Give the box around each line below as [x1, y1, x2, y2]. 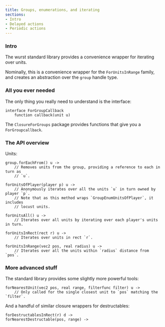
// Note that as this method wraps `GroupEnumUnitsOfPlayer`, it [14, 195, 154, 201]
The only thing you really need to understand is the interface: [5, 98, 132, 104]
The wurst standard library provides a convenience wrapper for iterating [5, 54, 154, 60]
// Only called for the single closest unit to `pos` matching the [14, 290, 158, 295]
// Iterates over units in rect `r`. [14, 235, 93, 240]
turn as [5, 169, 22, 174]
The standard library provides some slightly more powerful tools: [5, 276, 139, 282]
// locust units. [14, 204, 51, 209]
